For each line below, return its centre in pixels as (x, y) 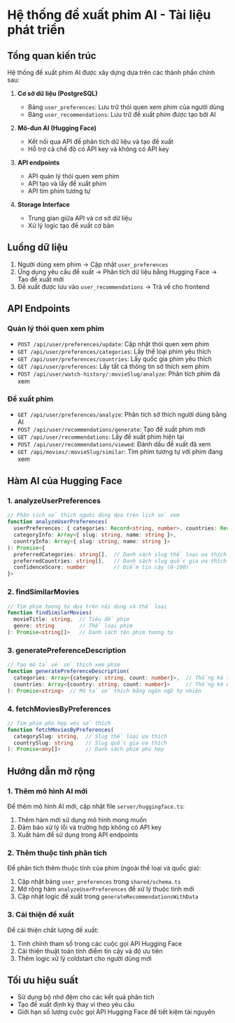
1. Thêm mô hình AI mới (48, 791)
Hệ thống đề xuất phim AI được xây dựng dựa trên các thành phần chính (111, 72)
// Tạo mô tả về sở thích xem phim (64, 665)
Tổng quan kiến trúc (52, 56)
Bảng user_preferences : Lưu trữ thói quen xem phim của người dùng (126, 107)
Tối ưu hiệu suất (43, 980)
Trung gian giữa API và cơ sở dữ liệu (80, 218)
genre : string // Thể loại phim (73, 626)
